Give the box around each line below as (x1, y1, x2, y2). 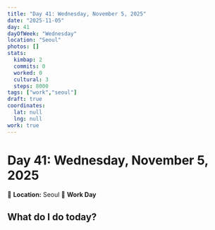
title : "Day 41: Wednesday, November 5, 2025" (7, 10, 147, 18)
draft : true (7, 96, 42, 103)
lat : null (13, 109, 42, 116)
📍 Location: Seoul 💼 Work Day (7, 190, 97, 199)
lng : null (13, 115, 42, 122)
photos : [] (7, 43, 39, 50)
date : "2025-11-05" (7, 17, 65, 24)
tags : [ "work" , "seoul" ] (7, 89, 78, 96)
